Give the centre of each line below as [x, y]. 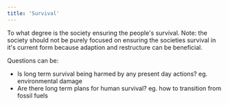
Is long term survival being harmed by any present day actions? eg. [112, 74]
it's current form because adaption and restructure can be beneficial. [105, 47]
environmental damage [49, 81]
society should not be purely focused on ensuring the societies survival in [112, 40]
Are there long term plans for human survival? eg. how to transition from [119, 88]
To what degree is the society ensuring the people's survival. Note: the [107, 33]
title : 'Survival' [33, 13]
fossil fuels [32, 95]
